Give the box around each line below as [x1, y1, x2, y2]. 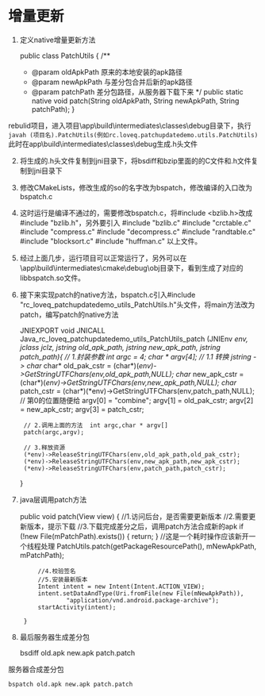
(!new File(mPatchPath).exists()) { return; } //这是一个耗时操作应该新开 [19, 531, 249, 540]
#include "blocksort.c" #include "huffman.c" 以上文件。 [19, 236, 202, 246]
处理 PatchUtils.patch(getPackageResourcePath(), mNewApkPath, [40, 541, 257, 551]
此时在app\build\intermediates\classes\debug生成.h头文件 [8, 139, 198, 148]
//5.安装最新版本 [37, 575, 88, 583]
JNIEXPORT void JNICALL [19, 325, 106, 335]
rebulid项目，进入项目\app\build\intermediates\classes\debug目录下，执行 [8, 121, 252, 130]
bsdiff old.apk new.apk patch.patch [19, 648, 136, 657]
